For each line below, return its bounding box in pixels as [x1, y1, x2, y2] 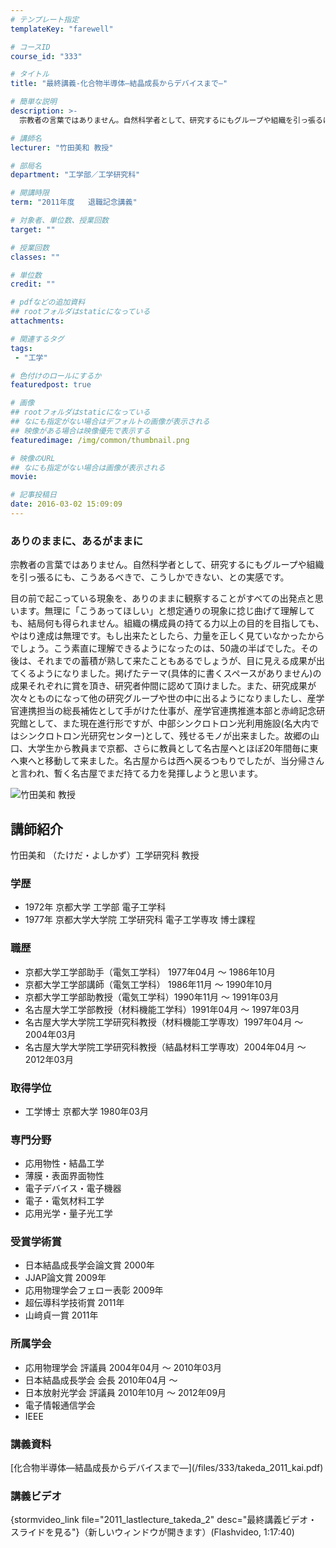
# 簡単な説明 [10, 97, 57, 107]
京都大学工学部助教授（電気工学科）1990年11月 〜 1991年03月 [24, 991, 280, 1003]
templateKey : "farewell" [10, 24, 114, 34]
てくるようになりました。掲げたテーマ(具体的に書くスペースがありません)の [10, 667, 322, 680]
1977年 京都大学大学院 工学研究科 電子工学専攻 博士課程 [24, 914, 256, 926]
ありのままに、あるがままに [10, 534, 144, 548]
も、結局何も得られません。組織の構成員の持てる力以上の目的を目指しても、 [10, 617, 325, 630]
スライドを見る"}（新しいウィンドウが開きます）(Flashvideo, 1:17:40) [10, 1526, 295, 1538]
